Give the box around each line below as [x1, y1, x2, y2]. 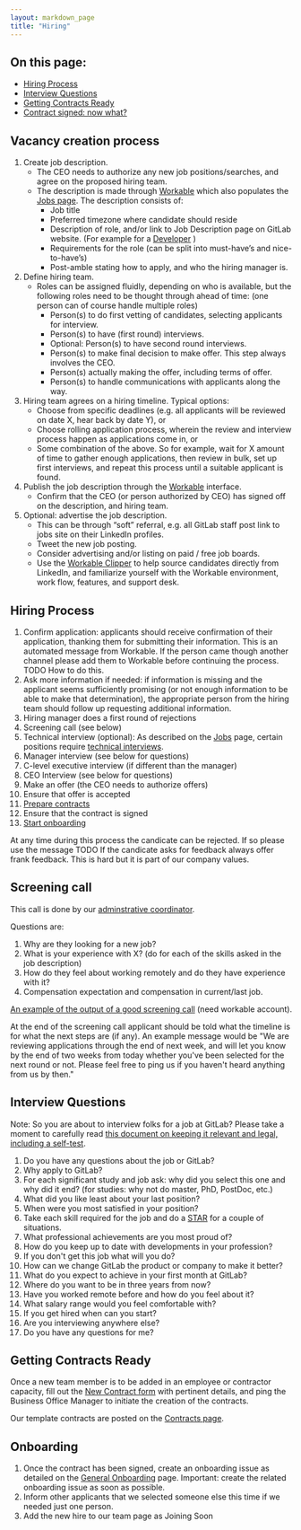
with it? [22, 976, 50, 988]
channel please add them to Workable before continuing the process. [22, 655, 279, 665]
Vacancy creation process [10, 133, 160, 148]
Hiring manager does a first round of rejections [22, 712, 197, 723]
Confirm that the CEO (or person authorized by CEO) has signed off [36, 491, 286, 502]
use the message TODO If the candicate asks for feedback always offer [10, 844, 274, 855]
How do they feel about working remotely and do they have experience [22, 967, 286, 978]
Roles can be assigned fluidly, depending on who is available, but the [36, 281, 292, 292]
